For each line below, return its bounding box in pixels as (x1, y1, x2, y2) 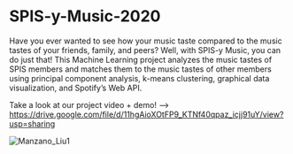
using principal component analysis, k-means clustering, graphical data (9, 73, 270, 83)
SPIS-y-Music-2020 (9, 6, 161, 27)
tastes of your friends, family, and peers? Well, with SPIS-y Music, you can (9, 44, 281, 55)
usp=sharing (9, 118, 56, 129)
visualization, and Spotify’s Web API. (9, 82, 143, 93)
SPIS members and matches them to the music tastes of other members (9, 64, 272, 74)
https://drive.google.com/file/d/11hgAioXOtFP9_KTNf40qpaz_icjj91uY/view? (9, 109, 284, 119)
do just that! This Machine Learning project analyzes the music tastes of (9, 54, 273, 65)
